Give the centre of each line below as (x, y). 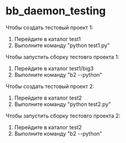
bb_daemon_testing (56, 11)
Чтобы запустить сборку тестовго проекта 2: (63, 116)
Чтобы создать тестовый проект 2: (50, 86)
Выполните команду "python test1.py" (62, 45)
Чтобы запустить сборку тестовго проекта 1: (63, 57)
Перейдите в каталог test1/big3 (54, 68)
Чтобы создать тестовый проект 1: (50, 27)
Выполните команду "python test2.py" (62, 104)
